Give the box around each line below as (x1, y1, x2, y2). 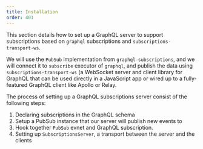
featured (6, 81, 28, 88)
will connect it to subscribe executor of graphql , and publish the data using (6, 62, 193, 69)
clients (15, 136, 32, 144)
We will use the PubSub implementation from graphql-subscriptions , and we (6, 55, 195, 63)
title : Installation (6, 8, 59, 15)
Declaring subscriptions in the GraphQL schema (15, 111, 135, 118)
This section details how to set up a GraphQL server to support (6, 31, 164, 38)
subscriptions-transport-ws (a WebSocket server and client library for (6, 68, 183, 75)
